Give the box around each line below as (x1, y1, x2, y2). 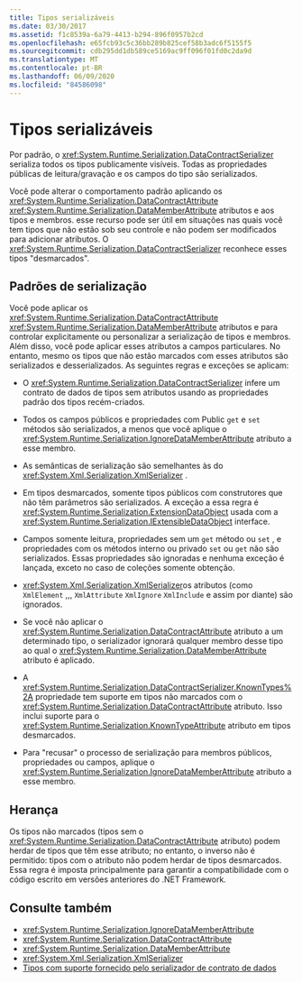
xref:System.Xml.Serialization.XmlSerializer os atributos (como (22, 580, 253, 591)
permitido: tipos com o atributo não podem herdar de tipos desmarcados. (9, 855, 282, 866)
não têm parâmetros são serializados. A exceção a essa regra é (22, 497, 259, 508)
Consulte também (9, 900, 113, 915)
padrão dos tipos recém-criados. (22, 397, 146, 408)
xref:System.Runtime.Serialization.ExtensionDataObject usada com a (22, 507, 279, 518)
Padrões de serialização (9, 279, 147, 294)
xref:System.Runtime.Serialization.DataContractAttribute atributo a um (22, 626, 284, 637)
